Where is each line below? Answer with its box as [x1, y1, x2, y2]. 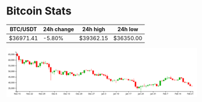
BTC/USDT [10, 26, 37, 33]
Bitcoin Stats [6, 4, 72, 18]
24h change [43, 26, 74, 33]
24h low [117, 26, 138, 33]
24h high [82, 26, 106, 33]
